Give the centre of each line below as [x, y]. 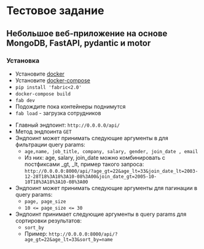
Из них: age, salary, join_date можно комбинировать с [95, 157]
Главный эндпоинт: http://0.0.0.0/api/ [67, 125]
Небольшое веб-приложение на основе [87, 34]
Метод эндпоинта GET [43, 131]
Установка [23, 60]
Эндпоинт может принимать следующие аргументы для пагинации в [106, 188]
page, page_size [45, 201]
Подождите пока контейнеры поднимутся [70, 106]
